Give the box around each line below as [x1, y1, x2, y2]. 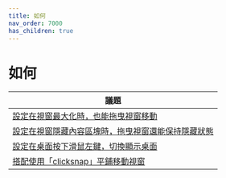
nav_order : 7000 [8, 19, 63, 27]
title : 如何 [8, 11, 46, 20]
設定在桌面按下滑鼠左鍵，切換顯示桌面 [12, 141, 158, 152]
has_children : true [8, 27, 74, 35]
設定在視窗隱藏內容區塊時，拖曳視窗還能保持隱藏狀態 [12, 126, 215, 137]
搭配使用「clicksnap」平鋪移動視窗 [12, 156, 146, 168]
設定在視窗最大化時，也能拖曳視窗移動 [12, 110, 158, 122]
